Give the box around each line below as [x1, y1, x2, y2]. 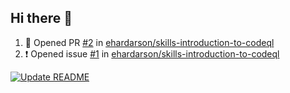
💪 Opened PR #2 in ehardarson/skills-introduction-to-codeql [24, 36, 275, 48]
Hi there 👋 [10, 10, 73, 27]
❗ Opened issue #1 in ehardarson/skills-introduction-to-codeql [24, 47, 280, 60]
